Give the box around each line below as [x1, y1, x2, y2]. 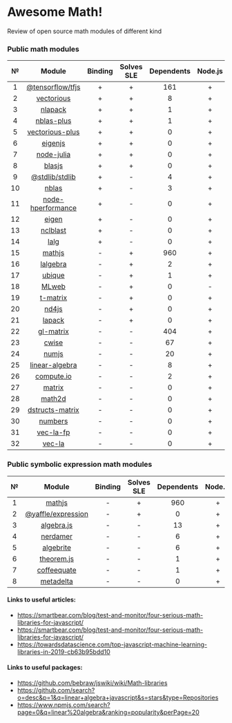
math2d [41, 394, 67, 404]
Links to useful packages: [7, 664, 83, 672]
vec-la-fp [37, 427, 70, 437]
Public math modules [7, 44, 79, 54]
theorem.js [39, 554, 75, 563]
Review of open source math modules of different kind [7, 27, 162, 35]
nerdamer [41, 531, 72, 541]
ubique [42, 271, 65, 280]
